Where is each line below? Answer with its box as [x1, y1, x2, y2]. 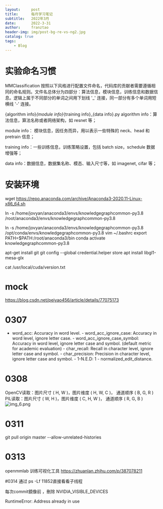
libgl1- [144, 250, 156, 255]
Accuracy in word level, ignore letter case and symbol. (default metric [12, 340, 151, 346]
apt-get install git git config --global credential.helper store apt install [5, 250, 143, 255]
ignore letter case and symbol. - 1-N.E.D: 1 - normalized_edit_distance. [12, 356, 153, 362]
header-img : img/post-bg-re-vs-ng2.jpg [5, 30, 86, 34]
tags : [5, 39, 16, 44]
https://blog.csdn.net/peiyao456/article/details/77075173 [5, 297, 119, 303]
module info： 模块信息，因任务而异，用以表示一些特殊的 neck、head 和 [5, 127, 150, 134]
